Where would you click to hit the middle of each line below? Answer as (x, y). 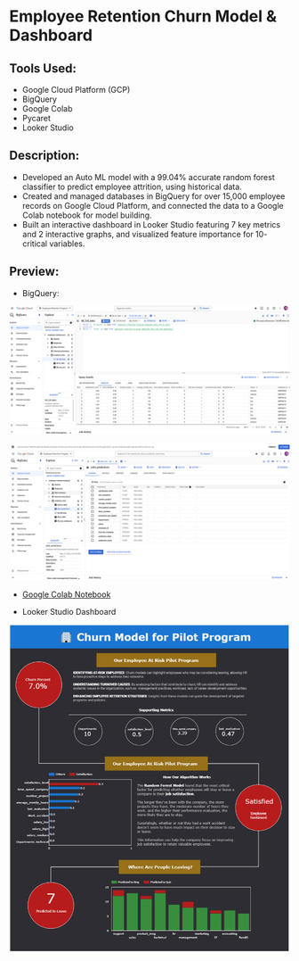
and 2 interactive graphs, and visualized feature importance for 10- (145, 234)
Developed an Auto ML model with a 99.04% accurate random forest (148, 177)
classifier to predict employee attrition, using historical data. (132, 186)
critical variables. (53, 244)
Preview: (34, 272)
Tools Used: (43, 68)
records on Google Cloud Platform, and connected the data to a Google (153, 205)
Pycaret (36, 118)
